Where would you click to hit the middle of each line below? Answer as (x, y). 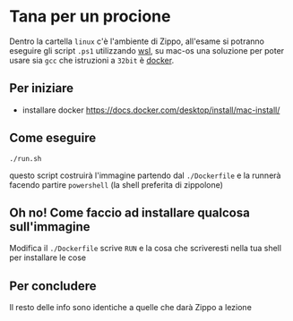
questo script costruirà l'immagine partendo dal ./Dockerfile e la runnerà (145, 175)
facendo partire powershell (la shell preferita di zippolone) (116, 184)
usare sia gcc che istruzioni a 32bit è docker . (92, 60)
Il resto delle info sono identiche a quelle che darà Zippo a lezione (131, 308)
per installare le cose (48, 258)
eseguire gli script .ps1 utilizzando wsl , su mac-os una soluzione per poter (147, 50)
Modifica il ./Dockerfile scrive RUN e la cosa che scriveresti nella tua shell (146, 249)
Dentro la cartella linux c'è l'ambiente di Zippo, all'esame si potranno (137, 41)
